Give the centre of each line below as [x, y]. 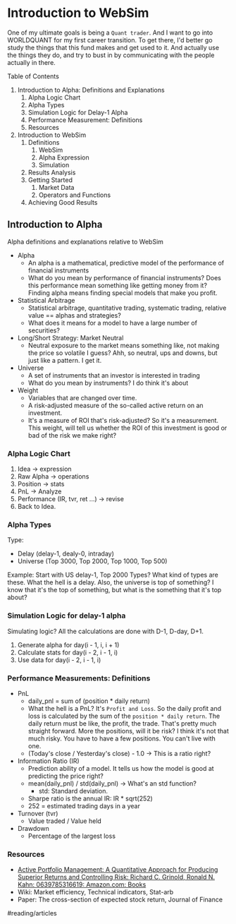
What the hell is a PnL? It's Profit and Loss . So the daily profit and [125, 708]
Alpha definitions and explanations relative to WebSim [86, 241]
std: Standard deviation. [73, 791]
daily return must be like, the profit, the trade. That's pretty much [122, 723]
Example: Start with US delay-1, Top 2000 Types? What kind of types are [113, 575]
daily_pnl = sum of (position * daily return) [89, 701]
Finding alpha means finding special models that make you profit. [123, 293]
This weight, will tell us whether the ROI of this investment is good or [128, 428]
